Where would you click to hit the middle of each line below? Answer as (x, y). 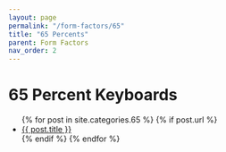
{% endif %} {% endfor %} (71, 139)
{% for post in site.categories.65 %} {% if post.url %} (119, 120)
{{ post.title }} (46, 130)
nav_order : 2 (33, 51)
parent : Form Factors (49, 42)
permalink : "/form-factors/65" (67, 26)
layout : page (33, 17)
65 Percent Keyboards (93, 95)
